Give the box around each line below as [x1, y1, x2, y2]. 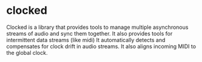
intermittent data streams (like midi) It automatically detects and [6, 36, 166, 43]
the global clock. [6, 49, 48, 56]
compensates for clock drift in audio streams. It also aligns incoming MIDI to [6, 43, 196, 50]
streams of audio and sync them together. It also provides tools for [6, 29, 173, 37]
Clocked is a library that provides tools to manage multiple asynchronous [6, 23, 189, 31]
